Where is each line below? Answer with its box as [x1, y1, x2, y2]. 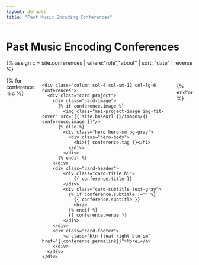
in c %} [6, 90, 24, 97]
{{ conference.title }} [73, 176, 133, 182]
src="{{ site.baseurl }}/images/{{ [60, 113, 149, 119]
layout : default [6, 8, 46, 15]
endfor [176, 89, 193, 96]
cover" [41, 113, 58, 119]
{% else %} [57, 124, 85, 130]
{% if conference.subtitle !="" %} [68, 191, 156, 198]
